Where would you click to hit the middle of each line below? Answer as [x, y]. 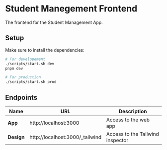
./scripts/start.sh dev [30, 64]
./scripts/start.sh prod [31, 82]
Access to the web [128, 120]
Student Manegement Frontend [71, 9]
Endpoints [21, 97]
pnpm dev [14, 68]
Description [133, 111]
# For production [23, 77]
